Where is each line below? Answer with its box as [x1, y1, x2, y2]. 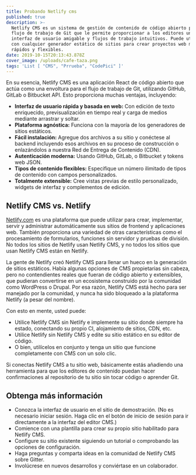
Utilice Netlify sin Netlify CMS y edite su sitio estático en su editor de [14, 332, 180, 339]
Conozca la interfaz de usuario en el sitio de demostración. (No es [14, 406, 174, 413]
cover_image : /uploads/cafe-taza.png [6, 57, 98, 63]
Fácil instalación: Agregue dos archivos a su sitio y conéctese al [14, 134, 170, 141]
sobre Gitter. [14, 456, 45, 463]
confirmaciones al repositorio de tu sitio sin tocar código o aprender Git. [6, 374, 179, 381]
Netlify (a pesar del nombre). [6, 296, 75, 303]
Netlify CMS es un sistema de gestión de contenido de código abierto [11, 25, 187, 31]
